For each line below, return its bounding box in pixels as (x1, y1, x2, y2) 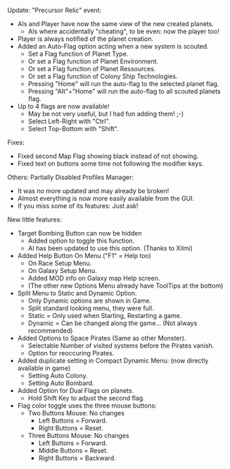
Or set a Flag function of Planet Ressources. (27, 65, 156, 73)
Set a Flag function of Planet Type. (27, 49, 129, 58)
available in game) (17, 364, 71, 372)
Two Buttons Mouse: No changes (27, 409, 125, 417)
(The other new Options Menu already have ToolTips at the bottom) (27, 281, 224, 290)
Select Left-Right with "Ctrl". (27, 117, 110, 126)
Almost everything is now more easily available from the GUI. (17, 194, 195, 202)
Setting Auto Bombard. (27, 379, 94, 387)
